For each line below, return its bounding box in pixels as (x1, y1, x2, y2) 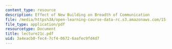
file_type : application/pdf (5, 21, 66, 27)
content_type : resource (5, 7, 56, 13)
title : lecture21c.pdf (5, 31, 54, 36)
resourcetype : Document (5, 27, 56, 32)
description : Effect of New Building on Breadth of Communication (5, 12, 150, 17)
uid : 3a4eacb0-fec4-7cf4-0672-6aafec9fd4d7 (5, 36, 100, 41)
